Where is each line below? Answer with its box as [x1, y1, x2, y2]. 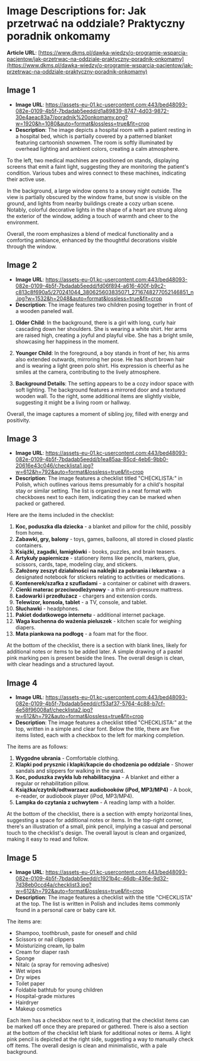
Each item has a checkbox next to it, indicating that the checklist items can [7, 1017, 189, 1024]
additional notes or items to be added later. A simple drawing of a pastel [7, 648, 183, 655]
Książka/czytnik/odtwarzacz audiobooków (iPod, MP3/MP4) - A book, [15, 786, 193, 794]
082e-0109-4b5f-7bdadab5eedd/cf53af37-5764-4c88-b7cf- [15, 700, 166, 708]
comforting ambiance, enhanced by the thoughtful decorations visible [7, 236, 177, 244]
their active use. [7, 175, 46, 182]
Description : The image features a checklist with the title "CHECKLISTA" [15, 894, 193, 901]
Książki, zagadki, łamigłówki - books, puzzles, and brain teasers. [15, 548, 177, 555]
